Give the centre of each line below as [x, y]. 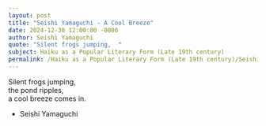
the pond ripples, [36, 90]
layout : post [30, 15]
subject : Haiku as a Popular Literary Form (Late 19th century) [116, 52]
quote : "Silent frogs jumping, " [65, 45]
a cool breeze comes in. [47, 98]
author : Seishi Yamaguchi [51, 37]
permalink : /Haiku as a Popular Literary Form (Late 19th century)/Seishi [134, 60]
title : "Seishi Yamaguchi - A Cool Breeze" [81, 23]
